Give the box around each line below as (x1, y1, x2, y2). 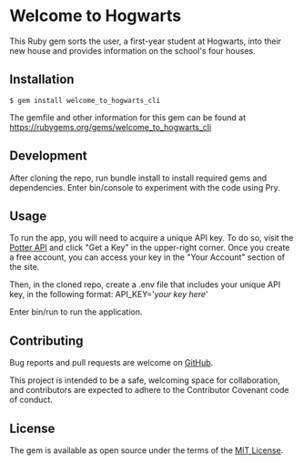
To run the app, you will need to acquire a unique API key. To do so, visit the (9, 232, 294, 243)
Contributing (9, 333, 84, 348)
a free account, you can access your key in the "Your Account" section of (9, 252, 286, 263)
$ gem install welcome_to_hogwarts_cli (9, 96, 161, 105)
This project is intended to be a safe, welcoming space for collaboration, (9, 375, 280, 386)
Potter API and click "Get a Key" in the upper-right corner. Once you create (9, 243, 290, 253)
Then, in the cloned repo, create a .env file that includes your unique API (9, 279, 281, 290)
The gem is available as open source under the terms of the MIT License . (9, 445, 284, 456)
